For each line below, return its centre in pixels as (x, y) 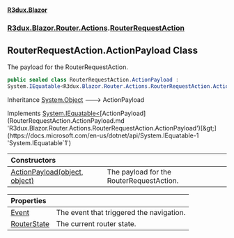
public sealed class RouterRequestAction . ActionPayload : (93, 80)
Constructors (33, 161)
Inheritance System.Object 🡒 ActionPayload (76, 100)
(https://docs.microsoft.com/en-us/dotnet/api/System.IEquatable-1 (103, 135)
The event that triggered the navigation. (121, 213)
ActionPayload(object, (47, 172)
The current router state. (96, 224)
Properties (29, 201)
